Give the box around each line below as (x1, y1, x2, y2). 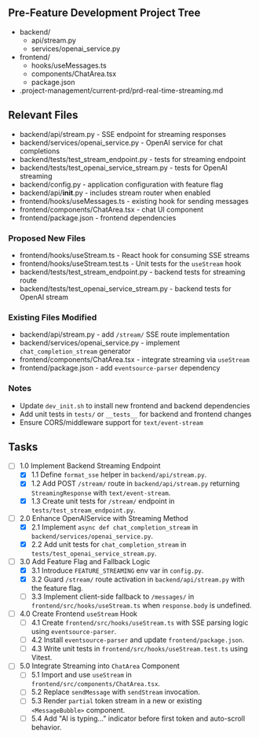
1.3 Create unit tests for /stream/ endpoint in (31, 496, 175, 506)
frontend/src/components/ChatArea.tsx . (31, 679, 161, 688)
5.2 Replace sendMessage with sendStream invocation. (31, 688, 200, 697)
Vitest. (31, 653, 53, 662)
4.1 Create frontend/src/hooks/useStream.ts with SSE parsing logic (31, 618, 249, 628)
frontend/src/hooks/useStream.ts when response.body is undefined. (31, 601, 253, 611)
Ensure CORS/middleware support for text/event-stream (19, 417, 204, 427)
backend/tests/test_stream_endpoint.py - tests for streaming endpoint (19, 154, 246, 164)
